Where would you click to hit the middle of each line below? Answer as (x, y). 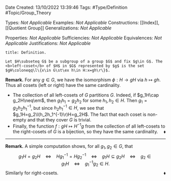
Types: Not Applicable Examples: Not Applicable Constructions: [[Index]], (82, 23)
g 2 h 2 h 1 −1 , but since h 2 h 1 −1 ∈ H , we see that (58, 108)
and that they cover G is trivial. (59, 120)
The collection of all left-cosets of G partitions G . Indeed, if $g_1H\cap (86, 95)
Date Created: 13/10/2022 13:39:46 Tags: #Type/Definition (66, 7)
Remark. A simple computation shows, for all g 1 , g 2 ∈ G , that (69, 147)
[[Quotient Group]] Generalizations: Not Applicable (59, 28)
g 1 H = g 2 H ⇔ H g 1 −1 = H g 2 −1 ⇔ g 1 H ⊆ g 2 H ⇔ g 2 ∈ (85, 156)
